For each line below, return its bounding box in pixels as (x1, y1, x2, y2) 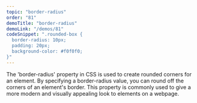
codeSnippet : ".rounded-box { (6, 32, 83, 38)
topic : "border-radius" (6, 8, 67, 15)
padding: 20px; (12, 43, 50, 49)
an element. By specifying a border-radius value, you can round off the (6, 77, 184, 84)
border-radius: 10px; (12, 37, 67, 43)
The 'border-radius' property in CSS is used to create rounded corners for (6, 70, 192, 78)
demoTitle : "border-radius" (6, 20, 78, 26)
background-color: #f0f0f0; (12, 48, 83, 55)
